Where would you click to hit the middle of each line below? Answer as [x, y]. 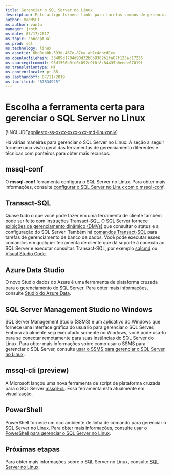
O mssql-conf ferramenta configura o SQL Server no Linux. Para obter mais [85, 182]
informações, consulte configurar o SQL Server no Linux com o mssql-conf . [85, 187]
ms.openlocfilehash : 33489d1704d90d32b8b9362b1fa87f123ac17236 [74, 58]
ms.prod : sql [19, 44]
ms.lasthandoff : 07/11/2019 [35, 77]
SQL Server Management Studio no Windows [79, 309]
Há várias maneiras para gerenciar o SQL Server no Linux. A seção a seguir [85, 142]
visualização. [19, 394]
